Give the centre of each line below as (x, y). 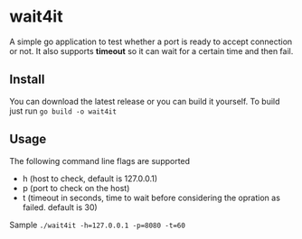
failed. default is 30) (60, 207)
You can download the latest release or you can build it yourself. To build (145, 101)
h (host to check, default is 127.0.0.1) (90, 179)
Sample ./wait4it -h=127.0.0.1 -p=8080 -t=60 (97, 225)
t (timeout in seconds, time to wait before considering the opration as (151, 198)
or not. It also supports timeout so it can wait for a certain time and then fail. (151, 51)
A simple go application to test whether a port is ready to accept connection (151, 41)
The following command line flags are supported (100, 161)
